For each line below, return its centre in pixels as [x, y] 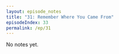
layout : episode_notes [34, 11]
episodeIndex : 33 [27, 22]
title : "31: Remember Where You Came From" [60, 17]
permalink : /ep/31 [28, 28]
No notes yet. [22, 45]
